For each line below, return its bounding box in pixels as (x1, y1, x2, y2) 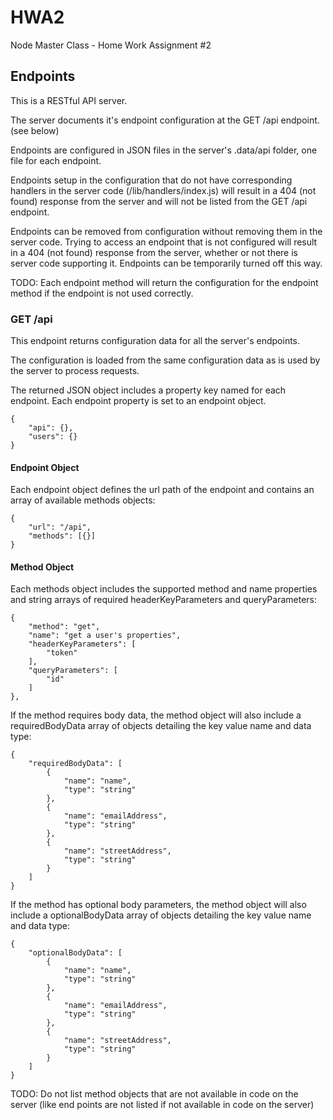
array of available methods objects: (10, 494, 156, 506)
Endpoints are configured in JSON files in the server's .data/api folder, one (10, 144, 318, 156)
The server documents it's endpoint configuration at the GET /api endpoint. (10, 114, 320, 126)
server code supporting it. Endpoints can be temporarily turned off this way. (10, 257, 323, 269)
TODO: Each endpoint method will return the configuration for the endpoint (10, 276, 319, 288)
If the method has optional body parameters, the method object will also (10, 899, 307, 911)
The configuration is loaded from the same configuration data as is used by (10, 354, 321, 366)
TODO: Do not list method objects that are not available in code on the (10, 1088, 299, 1100)
